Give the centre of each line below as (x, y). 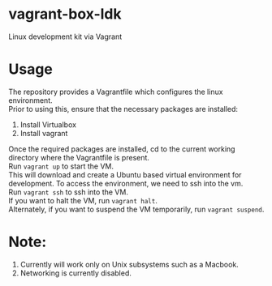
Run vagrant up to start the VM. (61, 166)
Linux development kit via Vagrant (65, 36)
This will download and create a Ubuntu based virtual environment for (125, 174)
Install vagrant (44, 133)
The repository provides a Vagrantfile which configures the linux (116, 92)
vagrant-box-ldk (65, 14)
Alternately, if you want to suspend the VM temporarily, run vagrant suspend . (136, 209)
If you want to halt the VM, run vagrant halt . (83, 200)
